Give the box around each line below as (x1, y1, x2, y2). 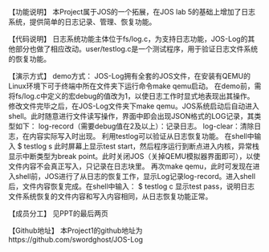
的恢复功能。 (8, 55, 51, 63)
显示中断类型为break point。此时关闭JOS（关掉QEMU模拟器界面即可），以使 (8, 152, 261, 161)
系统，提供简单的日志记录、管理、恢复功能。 (8, 17, 157, 26)
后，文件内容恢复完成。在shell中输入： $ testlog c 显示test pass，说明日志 (8, 181, 255, 191)
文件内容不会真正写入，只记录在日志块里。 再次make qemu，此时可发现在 (8, 161, 253, 171)
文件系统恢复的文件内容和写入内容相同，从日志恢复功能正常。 (8, 192, 213, 201)
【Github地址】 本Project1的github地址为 (8, 226, 143, 235)
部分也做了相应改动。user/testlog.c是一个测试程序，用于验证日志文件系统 (14, 44, 259, 54)
